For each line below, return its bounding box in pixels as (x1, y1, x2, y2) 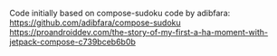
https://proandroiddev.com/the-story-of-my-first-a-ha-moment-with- (9, 27, 269, 37)
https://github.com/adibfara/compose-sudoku (9, 17, 181, 28)
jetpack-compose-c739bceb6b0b (9, 36, 136, 47)
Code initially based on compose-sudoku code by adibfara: (9, 8, 231, 18)
